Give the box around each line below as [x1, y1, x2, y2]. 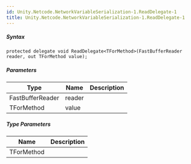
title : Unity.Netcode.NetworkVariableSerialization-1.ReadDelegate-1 [6, 15, 186, 21]
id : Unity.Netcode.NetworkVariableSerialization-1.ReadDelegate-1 [6, 8, 177, 15]
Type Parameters [6, 120, 51, 128]
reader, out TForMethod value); [6, 54, 88, 60]
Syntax [6, 33, 25, 41]
